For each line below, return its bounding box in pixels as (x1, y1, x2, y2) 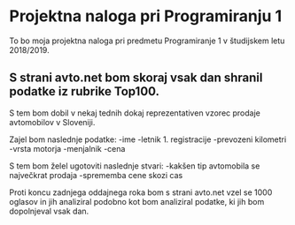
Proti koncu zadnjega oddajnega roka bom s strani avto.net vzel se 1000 (9, 187, 273, 198)
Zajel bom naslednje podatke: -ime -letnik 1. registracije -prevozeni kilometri (9, 134, 287, 145)
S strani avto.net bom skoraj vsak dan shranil (9, 71, 263, 86)
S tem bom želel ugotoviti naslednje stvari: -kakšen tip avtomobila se (9, 161, 260, 171)
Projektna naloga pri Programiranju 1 (9, 6, 283, 26)
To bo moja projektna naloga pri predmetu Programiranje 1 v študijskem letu (9, 35, 285, 46)
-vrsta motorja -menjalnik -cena (9, 143, 126, 154)
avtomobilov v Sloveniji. (9, 116, 96, 127)
